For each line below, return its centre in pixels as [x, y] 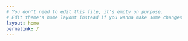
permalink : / [23, 29]
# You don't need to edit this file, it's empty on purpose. [85, 12]
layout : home [23, 23]
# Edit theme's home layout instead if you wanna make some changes [94, 17]
